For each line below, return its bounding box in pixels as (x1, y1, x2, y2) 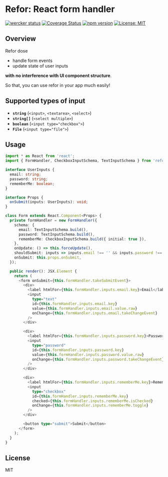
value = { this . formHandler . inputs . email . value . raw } (31, 306, 137, 311)
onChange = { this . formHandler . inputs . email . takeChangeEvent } (31, 310, 157, 315)
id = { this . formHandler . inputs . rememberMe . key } (31, 393, 128, 398)
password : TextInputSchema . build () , (18, 231, 95, 237)
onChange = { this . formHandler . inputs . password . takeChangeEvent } (31, 356, 164, 362)
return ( (14, 273, 32, 278)
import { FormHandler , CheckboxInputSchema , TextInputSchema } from (5, 158, 151, 163)
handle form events (12, 57, 52, 63)
